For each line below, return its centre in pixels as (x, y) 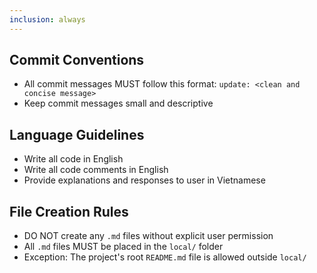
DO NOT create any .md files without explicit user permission (148, 236)
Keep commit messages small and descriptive (118, 103)
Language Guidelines (77, 134)
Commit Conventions (77, 60)
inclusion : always (47, 19)
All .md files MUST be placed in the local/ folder (123, 247)
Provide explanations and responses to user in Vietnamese (144, 180)
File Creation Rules (69, 211)
